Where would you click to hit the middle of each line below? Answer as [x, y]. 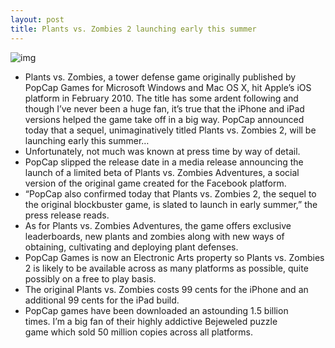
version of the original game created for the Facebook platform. [155, 183]
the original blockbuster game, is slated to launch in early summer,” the [171, 204]
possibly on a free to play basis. [90, 278]
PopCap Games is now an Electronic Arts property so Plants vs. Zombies [174, 257]
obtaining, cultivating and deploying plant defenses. [131, 247]
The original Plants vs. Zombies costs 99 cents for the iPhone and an [166, 289]
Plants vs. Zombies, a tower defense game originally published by [160, 77]
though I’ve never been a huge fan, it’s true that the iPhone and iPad [164, 108]
